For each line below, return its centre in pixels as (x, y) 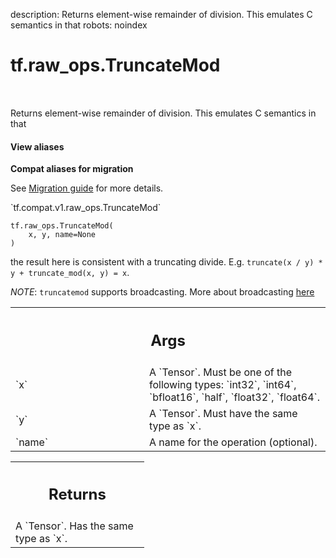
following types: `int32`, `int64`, (223, 384)
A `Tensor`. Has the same (74, 526)
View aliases (37, 146)
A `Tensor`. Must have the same (223, 413)
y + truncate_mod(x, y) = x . (70, 273)
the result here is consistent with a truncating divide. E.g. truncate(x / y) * (166, 262)
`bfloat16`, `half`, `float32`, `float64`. (234, 397)
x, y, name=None (62, 235)
